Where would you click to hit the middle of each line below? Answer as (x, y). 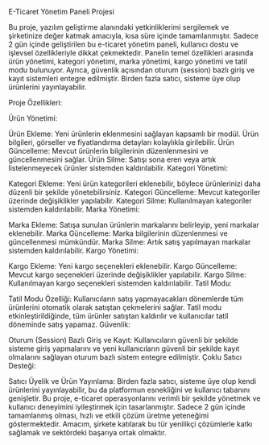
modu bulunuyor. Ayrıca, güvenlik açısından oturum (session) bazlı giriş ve (132, 70)
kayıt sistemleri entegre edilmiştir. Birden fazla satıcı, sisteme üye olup (124, 78)
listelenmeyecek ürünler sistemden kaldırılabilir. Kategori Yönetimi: (118, 168)
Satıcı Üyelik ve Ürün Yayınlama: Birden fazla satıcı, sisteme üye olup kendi (132, 381)
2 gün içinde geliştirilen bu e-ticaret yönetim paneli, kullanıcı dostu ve (124, 44)
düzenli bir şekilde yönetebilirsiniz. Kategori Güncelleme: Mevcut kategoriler (134, 192)
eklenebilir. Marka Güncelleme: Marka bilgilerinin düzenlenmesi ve (118, 233)
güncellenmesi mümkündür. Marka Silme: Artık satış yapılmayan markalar (130, 242)
